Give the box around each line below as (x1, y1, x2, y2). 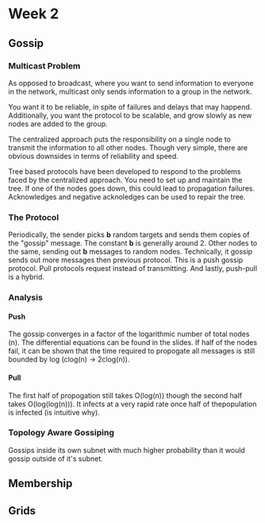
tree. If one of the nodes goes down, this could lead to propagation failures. (8, 184, 255, 193)
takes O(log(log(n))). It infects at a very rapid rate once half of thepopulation (8, 399, 257, 409)
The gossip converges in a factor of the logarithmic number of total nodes (8, 329, 250, 339)
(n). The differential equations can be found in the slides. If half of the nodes (8, 338, 258, 347)
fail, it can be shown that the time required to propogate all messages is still (8, 347, 255, 356)
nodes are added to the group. (8, 118, 109, 128)
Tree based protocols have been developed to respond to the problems (8, 166, 241, 176)
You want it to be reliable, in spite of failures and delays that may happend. (8, 102, 252, 111)
